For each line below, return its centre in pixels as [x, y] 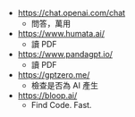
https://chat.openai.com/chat [72, 13]
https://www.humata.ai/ [61, 33]
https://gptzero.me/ [54, 75]
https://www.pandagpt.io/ [65, 54]
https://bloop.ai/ [47, 96]
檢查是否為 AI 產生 [64, 85]
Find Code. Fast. [61, 105]
